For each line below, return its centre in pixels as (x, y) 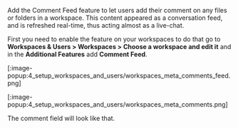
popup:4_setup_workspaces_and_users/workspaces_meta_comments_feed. (119, 75)
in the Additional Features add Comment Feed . (77, 54)
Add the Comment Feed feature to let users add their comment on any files (117, 10)
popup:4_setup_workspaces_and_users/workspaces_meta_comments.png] (118, 105)
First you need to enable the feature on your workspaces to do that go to (114, 39)
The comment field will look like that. (61, 118)
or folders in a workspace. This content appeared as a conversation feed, (115, 18)
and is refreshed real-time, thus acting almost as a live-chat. (96, 25)
